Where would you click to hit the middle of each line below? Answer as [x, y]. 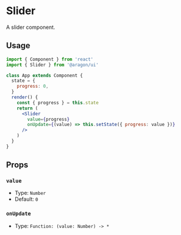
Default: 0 [26, 199]
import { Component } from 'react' [50, 59]
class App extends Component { [45, 75]
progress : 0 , [33, 87]
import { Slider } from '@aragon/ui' [52, 65]
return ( [27, 108]
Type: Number [30, 193]
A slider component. [31, 27]
